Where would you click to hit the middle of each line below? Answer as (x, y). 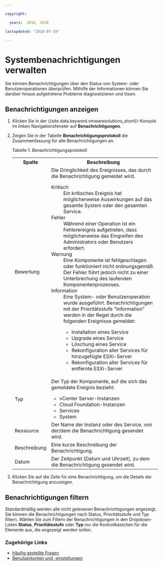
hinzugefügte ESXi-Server (102, 357)
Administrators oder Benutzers (98, 242)
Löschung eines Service (99, 344)
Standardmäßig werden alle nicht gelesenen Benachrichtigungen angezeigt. (81, 509)
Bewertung (27, 272)
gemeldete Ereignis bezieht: (83, 388)
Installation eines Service (100, 332)
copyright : (16, 14)
